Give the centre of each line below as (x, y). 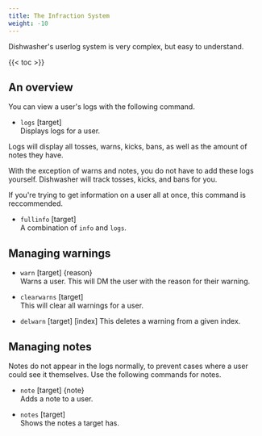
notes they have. (36, 155)
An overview (41, 87)
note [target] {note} (52, 390)
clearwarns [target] (52, 297)
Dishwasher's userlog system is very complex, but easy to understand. (126, 46)
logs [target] (41, 123)
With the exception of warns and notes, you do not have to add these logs (131, 171)
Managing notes (50, 347)
